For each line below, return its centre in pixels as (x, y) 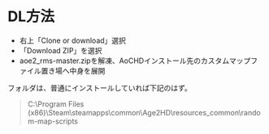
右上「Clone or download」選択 (73, 40)
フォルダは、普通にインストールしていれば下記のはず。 (100, 88)
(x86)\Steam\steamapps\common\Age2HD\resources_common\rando (144, 112)
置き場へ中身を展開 (73, 70)
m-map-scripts (53, 121)
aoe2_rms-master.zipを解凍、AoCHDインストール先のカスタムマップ (135, 61)
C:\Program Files (56, 104)
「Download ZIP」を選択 (61, 50)
